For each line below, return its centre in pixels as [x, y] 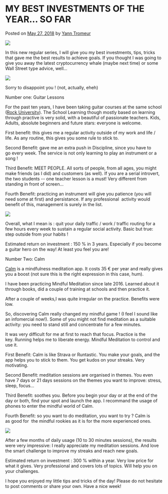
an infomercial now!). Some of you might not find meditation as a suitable [80, 319]
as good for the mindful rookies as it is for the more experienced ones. [78, 421]
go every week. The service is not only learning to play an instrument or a [81, 153]
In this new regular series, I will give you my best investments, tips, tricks [80, 52]
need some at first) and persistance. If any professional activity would [78, 199]
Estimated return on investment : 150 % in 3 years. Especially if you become [83, 244]
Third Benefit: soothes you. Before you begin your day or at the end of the [81, 395]
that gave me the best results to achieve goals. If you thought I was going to [83, 58]
